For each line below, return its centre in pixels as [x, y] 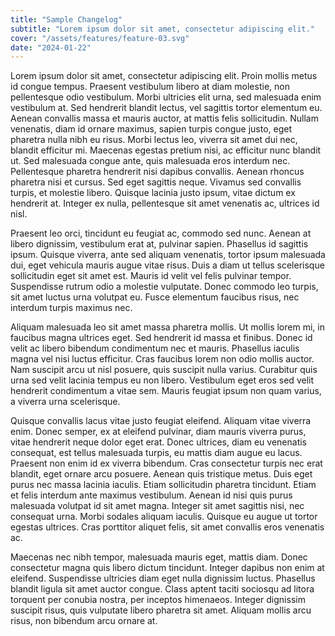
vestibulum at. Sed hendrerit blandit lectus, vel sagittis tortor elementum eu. [166, 108]
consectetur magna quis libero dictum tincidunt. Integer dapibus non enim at [167, 568]
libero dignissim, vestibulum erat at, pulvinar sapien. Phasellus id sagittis [159, 244]
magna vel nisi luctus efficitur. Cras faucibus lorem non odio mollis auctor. [162, 359]
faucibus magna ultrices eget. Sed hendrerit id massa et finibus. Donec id [161, 338]
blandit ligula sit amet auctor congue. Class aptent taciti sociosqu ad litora [162, 589]
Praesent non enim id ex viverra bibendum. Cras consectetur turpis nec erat [166, 463]
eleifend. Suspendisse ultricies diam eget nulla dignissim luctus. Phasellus [163, 578]
